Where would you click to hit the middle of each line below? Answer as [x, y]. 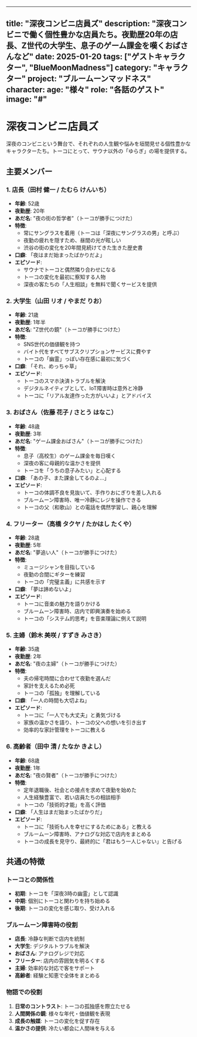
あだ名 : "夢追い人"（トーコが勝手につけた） [67, 552]
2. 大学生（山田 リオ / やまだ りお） [56, 301]
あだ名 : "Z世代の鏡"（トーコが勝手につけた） [69, 330]
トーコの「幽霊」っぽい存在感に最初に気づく [77, 359]
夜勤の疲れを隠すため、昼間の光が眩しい [72, 240]
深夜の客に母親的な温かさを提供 [62, 463]
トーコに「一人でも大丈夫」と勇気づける [72, 715]
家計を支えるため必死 [49, 686]
